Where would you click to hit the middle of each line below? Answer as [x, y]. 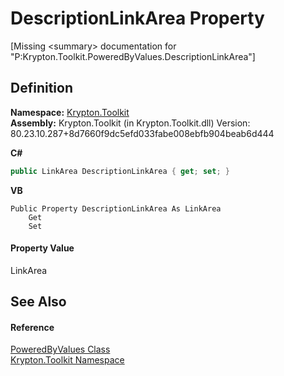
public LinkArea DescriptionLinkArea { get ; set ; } [120, 171]
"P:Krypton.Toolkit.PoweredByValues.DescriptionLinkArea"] [133, 56]
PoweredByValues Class [60, 349]
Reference [32, 327]
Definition [41, 88]
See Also [38, 302]
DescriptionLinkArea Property [137, 18]
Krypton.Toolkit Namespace [67, 360]
